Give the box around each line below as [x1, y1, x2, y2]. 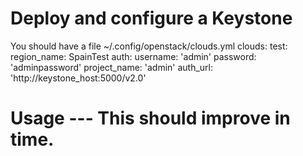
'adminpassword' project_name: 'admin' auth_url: [10, 61, 214, 73]
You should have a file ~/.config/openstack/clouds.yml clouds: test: [10, 40, 288, 52]
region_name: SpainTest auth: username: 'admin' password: [10, 50, 257, 62]
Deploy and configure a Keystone [10, 7, 293, 30]
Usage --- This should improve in [10, 107, 291, 130]
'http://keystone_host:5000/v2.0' [10, 72, 147, 84]
